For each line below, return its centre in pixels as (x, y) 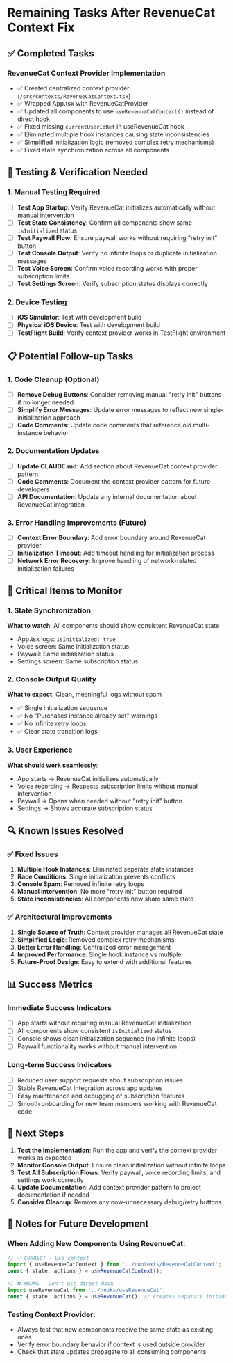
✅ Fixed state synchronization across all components (93, 150)
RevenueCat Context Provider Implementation (86, 73)
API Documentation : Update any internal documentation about (107, 496)
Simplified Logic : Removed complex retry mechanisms (96, 939)
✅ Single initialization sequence (62, 708)
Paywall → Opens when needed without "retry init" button (100, 801)
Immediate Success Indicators (60, 1007)
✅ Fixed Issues (33, 854)
